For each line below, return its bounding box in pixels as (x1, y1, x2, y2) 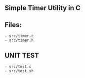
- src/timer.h (4, 38, 34, 43)
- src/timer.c (4, 34, 34, 39)
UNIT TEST (4, 51, 39, 59)
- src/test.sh (4, 69, 34, 74)
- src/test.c (4, 64, 32, 69)
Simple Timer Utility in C (4, 4, 81, 12)
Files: (4, 21, 22, 29)
